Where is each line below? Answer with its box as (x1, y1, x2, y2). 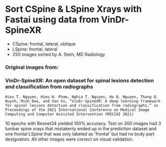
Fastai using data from (5, 14, 99, 25)
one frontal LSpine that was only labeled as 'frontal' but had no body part (5, 131, 155, 137)
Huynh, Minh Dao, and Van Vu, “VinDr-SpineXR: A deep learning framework (5, 99, 161, 104)
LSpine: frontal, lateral (12, 46, 58, 52)
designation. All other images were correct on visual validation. (5, 136, 134, 142)
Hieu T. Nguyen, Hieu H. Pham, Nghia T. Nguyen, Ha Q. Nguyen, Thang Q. (5, 95, 159, 99)
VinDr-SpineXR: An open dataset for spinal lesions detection (5, 77, 154, 84)
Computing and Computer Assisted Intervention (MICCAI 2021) (5, 112, 134, 117)
